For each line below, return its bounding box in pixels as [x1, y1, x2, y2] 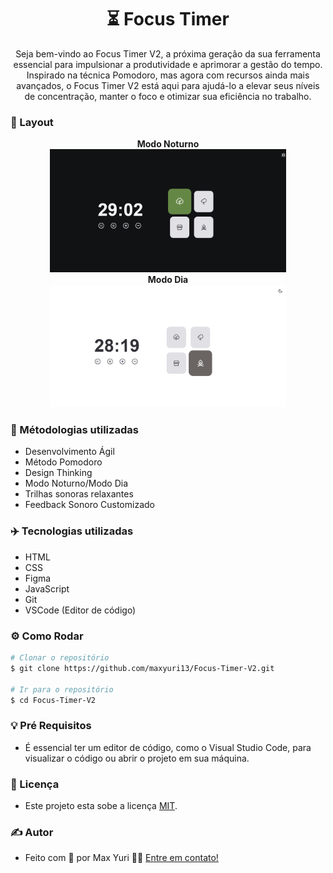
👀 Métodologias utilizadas [10, 423, 139, 437]
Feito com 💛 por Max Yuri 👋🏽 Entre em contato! [24, 852, 219, 864]
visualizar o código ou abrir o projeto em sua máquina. [24, 752, 250, 764]
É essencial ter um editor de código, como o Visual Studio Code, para [24, 741, 312, 753]
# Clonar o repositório [10, 653, 110, 663]
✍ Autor [10, 825, 54, 839]
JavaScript [24, 582, 70, 595]
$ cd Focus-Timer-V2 [10, 695, 97, 705]
